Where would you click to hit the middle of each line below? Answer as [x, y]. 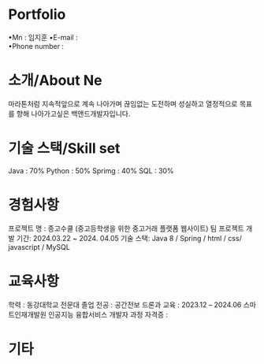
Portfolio [37, 15]
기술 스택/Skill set [64, 149]
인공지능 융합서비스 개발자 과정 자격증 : [108, 314]
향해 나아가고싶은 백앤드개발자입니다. [73, 113]
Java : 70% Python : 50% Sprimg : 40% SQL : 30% [91, 170]
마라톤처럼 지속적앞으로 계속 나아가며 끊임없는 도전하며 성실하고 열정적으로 [123, 103]
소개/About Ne [55, 81]
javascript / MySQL [39, 247]
